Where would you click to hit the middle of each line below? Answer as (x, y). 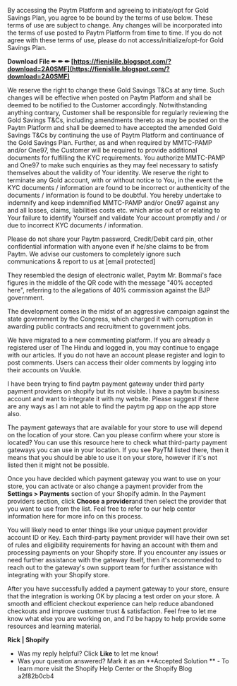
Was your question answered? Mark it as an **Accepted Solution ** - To (123, 661)
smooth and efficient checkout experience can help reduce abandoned (110, 604)
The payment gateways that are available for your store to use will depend (115, 427)
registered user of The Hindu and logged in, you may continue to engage (113, 348)
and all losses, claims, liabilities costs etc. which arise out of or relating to (114, 210)
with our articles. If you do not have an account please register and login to (116, 355)
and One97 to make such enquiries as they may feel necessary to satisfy (113, 165)
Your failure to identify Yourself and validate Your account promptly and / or (117, 218)
